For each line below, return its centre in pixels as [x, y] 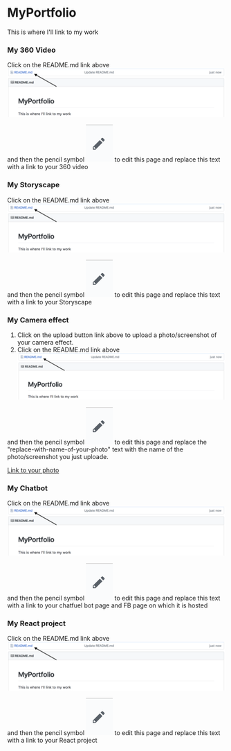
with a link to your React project [52, 741]
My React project [36, 623]
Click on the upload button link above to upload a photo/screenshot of [117, 335]
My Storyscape [34, 185]
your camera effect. [45, 343]
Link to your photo [33, 470]
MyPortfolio [42, 13]
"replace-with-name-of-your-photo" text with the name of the [95, 449]
